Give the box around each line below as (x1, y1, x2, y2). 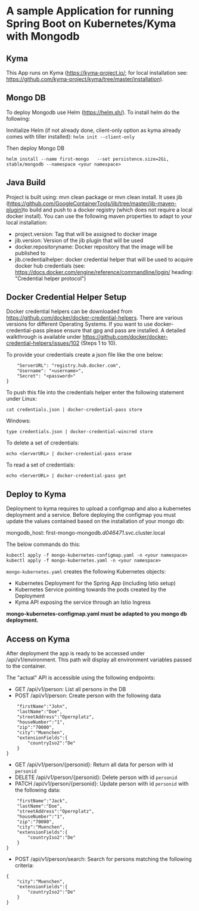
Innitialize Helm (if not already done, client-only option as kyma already (6, 127, 181, 134)
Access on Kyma (6, 634, 70, 644)
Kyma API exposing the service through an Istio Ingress (14, 599, 151, 606)
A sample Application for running (6, 4, 174, 18)
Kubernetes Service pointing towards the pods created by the (14, 586, 167, 593)
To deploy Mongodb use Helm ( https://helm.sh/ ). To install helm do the (6, 109, 180, 116)
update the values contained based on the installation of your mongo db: (6, 518, 185, 525)
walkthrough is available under (6, 333, 82, 341)
